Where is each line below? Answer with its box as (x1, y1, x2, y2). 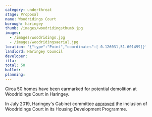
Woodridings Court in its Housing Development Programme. (5, 106, 127, 112)
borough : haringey (5, 21, 43, 26)
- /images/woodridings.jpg (9, 35, 65, 40)
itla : (5, 58, 16, 63)
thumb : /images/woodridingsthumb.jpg (5, 26, 83, 31)
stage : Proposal (5, 12, 39, 17)
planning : (5, 72, 26, 77)
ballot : (5, 68, 21, 73)
